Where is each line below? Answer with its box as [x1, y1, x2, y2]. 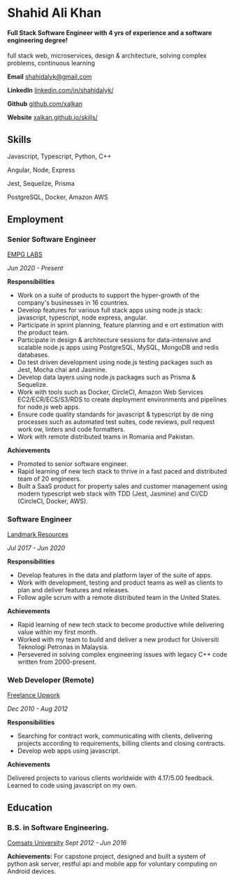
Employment [7, 213, 64, 225]
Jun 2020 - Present [7, 264, 64, 272]
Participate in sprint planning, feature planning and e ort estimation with [17, 320, 224, 329]
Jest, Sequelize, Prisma [7, 179, 75, 188]
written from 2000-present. [17, 657, 96, 667]
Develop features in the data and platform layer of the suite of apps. [17, 571, 213, 580]
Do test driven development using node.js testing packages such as [17, 357, 213, 366]
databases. [17, 350, 50, 359]
